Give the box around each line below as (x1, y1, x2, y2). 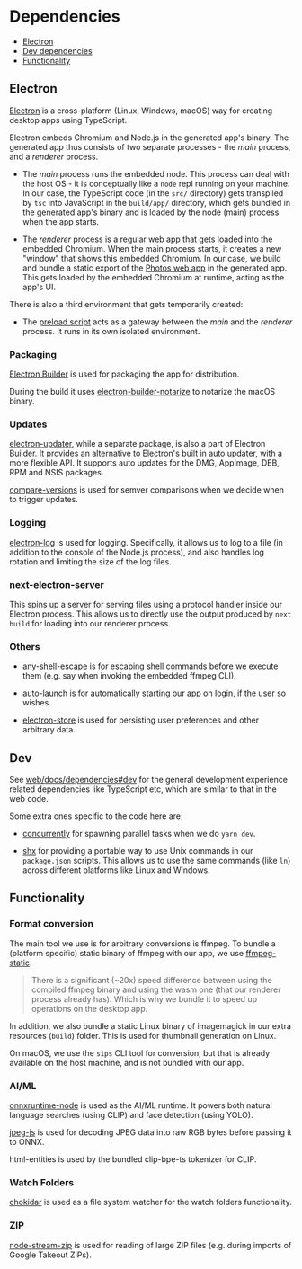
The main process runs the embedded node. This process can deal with (22, 168, 289, 179)
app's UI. (22, 281, 57, 292)
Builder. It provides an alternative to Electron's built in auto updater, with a (9, 448, 283, 459)
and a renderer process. (9, 151, 99, 162)
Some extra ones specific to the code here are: (9, 811, 183, 821)
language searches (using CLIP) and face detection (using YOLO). (9, 1110, 253, 1121)
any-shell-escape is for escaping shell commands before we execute (22, 661, 279, 671)
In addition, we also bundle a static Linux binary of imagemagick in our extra (9, 1020, 292, 1031)
